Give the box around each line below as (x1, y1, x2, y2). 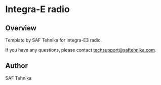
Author (5, 62, 28, 70)
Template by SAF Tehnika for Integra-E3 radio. (5, 37, 102, 43)
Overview (5, 24, 37, 32)
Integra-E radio (5, 4, 70, 15)
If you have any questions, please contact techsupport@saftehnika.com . (5, 47, 156, 53)
